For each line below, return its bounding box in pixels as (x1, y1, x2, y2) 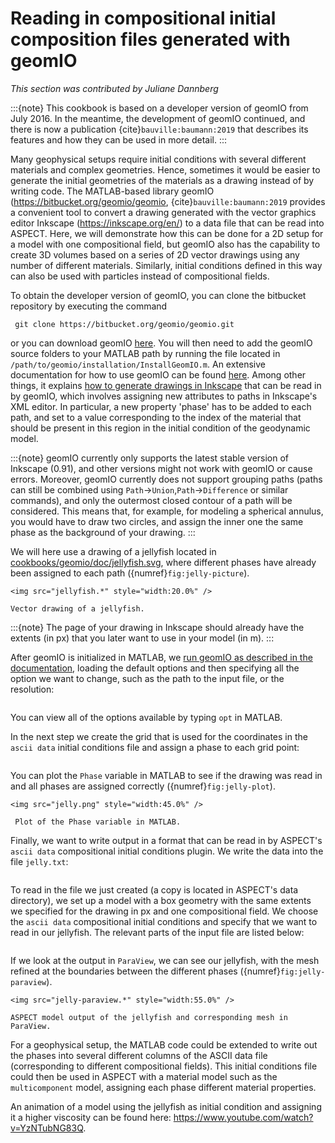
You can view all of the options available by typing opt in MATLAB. (10, 711, 283, 723)
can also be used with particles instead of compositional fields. (10, 270, 270, 282)
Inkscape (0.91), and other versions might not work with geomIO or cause (10, 462, 313, 474)
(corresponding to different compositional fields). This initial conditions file (10, 1060, 318, 1072)
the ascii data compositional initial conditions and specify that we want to (10, 915, 318, 927)
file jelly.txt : (10, 855, 69, 867)
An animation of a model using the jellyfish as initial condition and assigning (10, 1100, 322, 1112)
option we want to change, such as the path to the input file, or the (10, 672, 285, 684)
